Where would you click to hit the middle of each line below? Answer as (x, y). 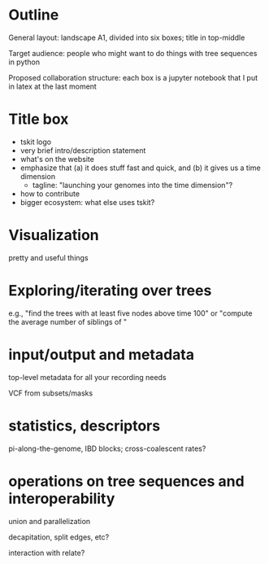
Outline (34, 15)
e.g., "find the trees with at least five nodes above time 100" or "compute (130, 313)
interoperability (62, 498)
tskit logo (35, 142)
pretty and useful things (48, 257)
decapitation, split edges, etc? (59, 537)
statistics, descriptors (85, 426)
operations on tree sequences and (127, 481)
